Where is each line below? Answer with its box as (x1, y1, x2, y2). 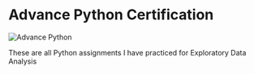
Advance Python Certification (8, 6, 214, 24)
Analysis (8, 56, 37, 66)
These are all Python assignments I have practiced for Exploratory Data (8, 47, 247, 57)
